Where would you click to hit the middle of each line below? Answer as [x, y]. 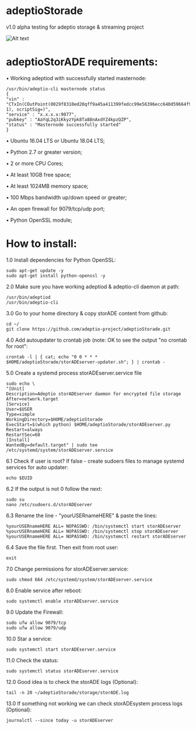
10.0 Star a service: [29, 638]
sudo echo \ [20, 384]
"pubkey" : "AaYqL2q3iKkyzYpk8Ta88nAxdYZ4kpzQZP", [69, 119]
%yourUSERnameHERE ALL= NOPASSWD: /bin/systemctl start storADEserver [94, 526]
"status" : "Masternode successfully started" [64, 125]
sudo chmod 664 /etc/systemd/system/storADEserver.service [79, 580]
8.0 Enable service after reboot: [44, 590]
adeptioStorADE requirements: [82, 62]
